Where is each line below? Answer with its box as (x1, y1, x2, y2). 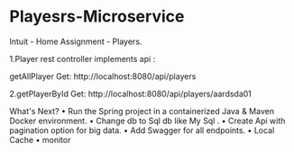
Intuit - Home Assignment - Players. (9, 36, 142, 47)
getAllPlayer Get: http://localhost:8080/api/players (9, 70, 197, 82)
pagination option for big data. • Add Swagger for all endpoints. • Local (9, 124, 275, 136)
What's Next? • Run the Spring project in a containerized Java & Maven (9, 105, 275, 116)
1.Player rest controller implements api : (9, 53, 156, 64)
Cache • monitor (9, 134, 71, 145)
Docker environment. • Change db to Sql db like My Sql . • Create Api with (9, 115, 286, 126)
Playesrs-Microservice (9, 6, 185, 27)
